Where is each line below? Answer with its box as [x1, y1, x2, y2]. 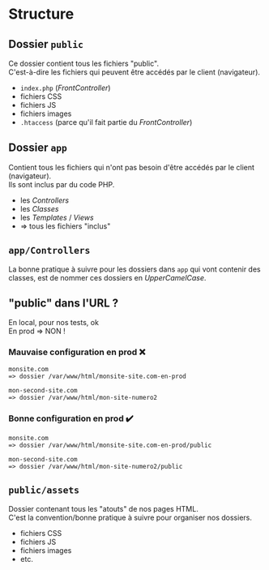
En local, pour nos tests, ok [8, 318, 100, 328]
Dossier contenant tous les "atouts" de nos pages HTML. [8, 504, 199, 513]
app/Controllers [8, 245, 91, 256]
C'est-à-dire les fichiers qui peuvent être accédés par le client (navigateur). [8, 67, 261, 77]
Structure [8, 5, 75, 24]
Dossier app [8, 141, 67, 155]
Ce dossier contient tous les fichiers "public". [8, 58, 160, 68]
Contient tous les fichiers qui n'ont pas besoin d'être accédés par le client [8, 162, 255, 172]
